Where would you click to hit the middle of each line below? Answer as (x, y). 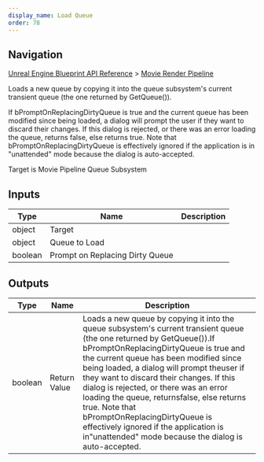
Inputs (24, 194)
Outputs (29, 283)
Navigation (35, 55)
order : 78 (24, 23)
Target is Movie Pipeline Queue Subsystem (78, 169)
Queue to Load (77, 242)
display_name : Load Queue (50, 15)
